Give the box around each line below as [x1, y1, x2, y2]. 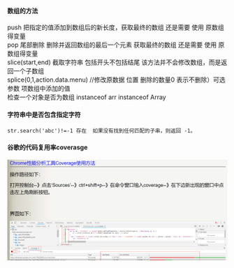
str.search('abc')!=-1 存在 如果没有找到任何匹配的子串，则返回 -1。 [7, 128, 196, 135]
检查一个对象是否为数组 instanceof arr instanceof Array [7, 93, 166, 101]
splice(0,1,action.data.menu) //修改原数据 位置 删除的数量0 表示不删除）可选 [7, 75, 226, 84]
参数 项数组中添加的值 [7, 84, 71, 93]
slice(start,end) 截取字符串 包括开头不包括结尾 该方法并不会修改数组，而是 [7, 58, 221, 66]
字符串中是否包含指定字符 [7, 110, 81, 119]
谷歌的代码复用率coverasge [7, 143, 88, 151]
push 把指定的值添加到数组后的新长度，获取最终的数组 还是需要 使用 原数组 [7, 23, 225, 31]
